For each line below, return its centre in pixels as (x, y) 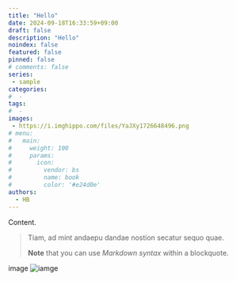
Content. (23, 222)
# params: (32, 155)
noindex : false (33, 45)
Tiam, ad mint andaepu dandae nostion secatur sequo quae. (126, 237)
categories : (28, 89)
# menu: (21, 133)
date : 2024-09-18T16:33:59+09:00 (63, 23)
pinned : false (32, 60)
